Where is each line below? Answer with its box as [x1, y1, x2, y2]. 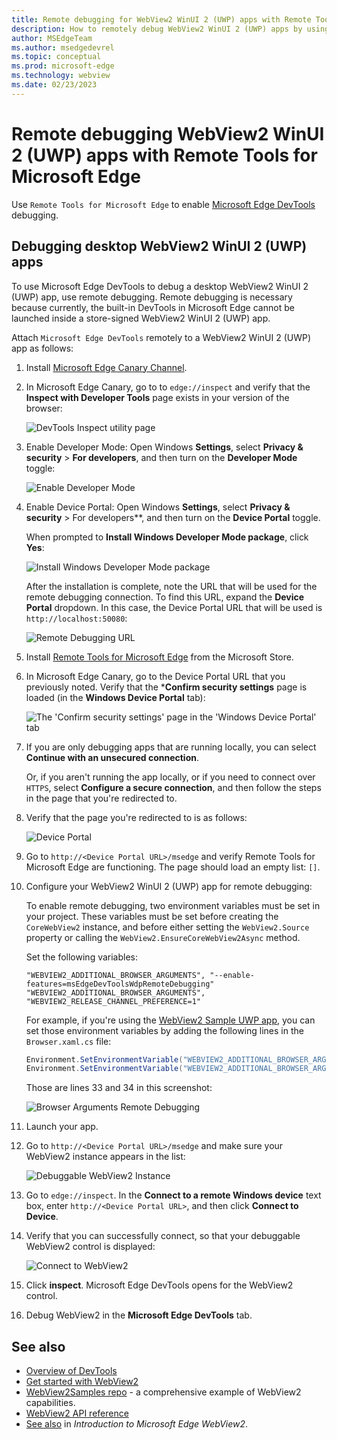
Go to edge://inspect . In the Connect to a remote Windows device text [25, 1189, 322, 1201]
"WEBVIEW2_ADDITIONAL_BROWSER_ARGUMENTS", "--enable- [25, 970, 255, 980]
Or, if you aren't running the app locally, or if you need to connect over [25, 771, 316, 783]
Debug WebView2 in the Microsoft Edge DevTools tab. [25, 1309, 253, 1321]
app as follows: [11, 342, 74, 354]
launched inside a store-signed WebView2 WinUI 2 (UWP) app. [11, 312, 271, 324]
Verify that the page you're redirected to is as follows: [25, 811, 248, 823]
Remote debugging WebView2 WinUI [11, 122, 325, 145]
